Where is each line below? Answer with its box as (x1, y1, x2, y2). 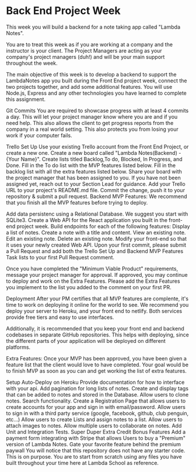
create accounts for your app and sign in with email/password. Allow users (6, 403, 185, 410)
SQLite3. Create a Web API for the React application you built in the (6, 216, 168, 223)
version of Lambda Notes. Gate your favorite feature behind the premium (6, 440, 181, 447)
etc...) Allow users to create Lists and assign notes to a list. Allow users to (6, 416, 183, 423)
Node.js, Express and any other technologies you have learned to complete (6, 89, 187, 96)
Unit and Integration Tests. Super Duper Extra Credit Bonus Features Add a (6, 428, 186, 435)
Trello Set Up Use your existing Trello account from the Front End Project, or (6, 143, 189, 150)
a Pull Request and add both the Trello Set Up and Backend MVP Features (6, 247, 184, 255)
